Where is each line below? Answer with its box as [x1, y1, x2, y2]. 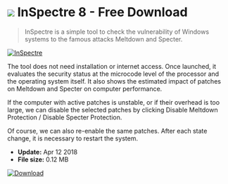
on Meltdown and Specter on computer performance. [7, 84, 163, 93]
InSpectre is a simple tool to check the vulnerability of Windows [24, 27, 210, 36]
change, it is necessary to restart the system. [7, 134, 139, 143]
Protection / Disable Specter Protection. [7, 113, 122, 121]
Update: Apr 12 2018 [17, 147, 78, 156]
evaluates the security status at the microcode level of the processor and [7, 70, 220, 78]
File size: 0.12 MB [17, 155, 69, 164]
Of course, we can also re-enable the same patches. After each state [7, 126, 208, 135]
